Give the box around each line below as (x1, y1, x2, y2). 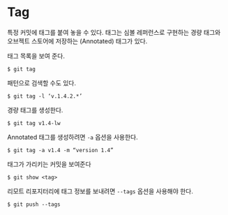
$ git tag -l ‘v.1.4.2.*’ (7, 92, 82, 100)
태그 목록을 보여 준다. (7, 52, 65, 60)
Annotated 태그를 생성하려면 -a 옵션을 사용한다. (7, 133, 138, 141)
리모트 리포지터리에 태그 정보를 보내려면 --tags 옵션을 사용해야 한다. (7, 186, 194, 195)
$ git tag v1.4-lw (7, 119, 61, 126)
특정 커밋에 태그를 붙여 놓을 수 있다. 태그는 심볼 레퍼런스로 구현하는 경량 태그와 (7, 28, 221, 36)
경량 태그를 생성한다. (7, 105, 63, 114)
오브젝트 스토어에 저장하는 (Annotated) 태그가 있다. (7, 36, 148, 45)
